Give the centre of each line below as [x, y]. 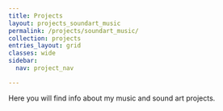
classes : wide [32, 53]
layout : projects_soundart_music [65, 23]
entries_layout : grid [45, 46]
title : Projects [36, 16]
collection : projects [45, 38]
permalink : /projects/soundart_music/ [74, 31]
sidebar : [23, 61]
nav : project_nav [45, 68]
